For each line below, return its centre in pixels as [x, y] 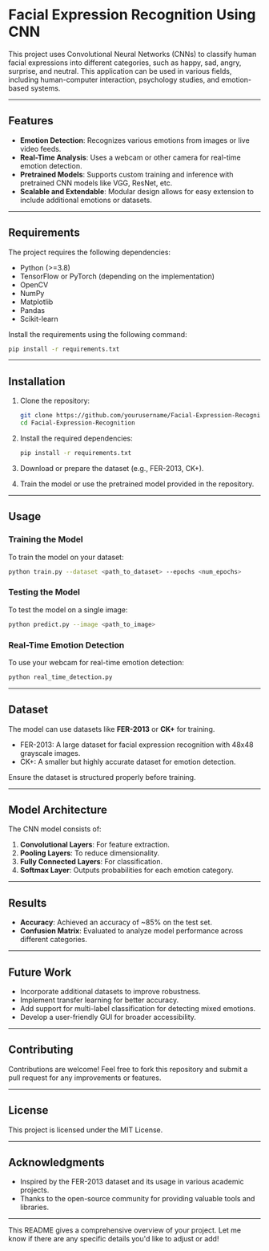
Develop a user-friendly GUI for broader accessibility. [108, 1017]
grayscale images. [50, 753]
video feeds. [40, 148]
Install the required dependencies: [76, 438]
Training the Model [46, 539]
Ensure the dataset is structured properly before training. [102, 777]
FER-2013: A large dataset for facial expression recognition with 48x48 [137, 745]
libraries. [34, 1207]
